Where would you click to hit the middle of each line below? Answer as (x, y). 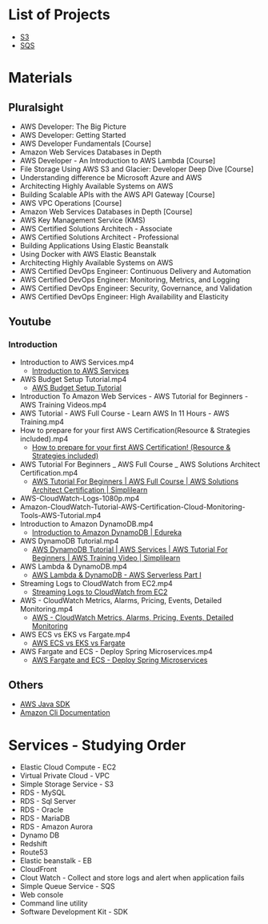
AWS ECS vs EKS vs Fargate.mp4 (75, 634)
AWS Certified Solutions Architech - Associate (96, 228)
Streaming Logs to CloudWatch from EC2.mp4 (96, 583)
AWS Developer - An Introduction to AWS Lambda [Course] (118, 160)
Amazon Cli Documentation (65, 713)
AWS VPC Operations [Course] (71, 203)
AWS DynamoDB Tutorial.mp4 (69, 540)
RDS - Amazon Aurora (56, 827)
